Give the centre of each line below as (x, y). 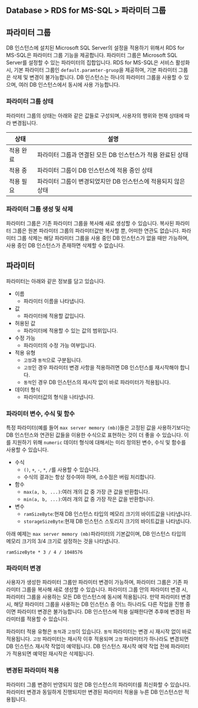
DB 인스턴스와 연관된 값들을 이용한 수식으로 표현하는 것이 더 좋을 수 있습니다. (94, 435)
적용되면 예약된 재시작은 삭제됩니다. (53, 654)
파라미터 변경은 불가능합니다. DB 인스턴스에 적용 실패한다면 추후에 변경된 (100, 612)
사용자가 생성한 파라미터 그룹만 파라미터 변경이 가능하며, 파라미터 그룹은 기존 (94, 582)
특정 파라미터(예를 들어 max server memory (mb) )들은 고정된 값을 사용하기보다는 (98, 427)
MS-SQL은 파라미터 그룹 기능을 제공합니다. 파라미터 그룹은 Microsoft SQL (92, 55)
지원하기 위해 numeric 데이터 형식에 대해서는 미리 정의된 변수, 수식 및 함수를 (99, 442)
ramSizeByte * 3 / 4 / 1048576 (44, 552)
